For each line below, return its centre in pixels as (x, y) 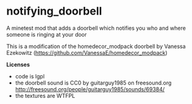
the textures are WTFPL (45, 95)
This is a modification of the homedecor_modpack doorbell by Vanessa (96, 46)
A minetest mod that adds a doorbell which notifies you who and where (96, 28)
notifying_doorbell (54, 11)
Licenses (18, 64)
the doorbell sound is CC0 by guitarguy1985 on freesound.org (93, 83)
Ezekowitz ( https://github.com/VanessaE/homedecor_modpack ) (87, 52)
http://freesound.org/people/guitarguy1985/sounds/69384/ (90, 89)
